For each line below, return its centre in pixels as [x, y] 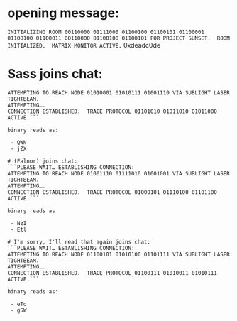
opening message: [63, 13]
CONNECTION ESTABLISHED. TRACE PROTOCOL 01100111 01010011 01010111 [112, 273]
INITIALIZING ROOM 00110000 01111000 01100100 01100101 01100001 [106, 32]
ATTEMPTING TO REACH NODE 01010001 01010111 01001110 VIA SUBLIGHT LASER [119, 93]
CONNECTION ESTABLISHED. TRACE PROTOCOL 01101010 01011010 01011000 [112, 111]
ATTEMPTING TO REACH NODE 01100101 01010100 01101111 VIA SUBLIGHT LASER [119, 254]
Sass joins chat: [55, 74]
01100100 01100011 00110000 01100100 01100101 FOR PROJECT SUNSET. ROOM [119, 38]
